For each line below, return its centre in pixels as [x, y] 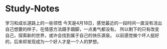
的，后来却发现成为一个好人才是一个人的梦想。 [53, 41]
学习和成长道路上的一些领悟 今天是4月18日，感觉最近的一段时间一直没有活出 [84, 23]
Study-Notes [32, 9]
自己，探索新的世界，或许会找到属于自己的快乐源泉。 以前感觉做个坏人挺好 [82, 35]
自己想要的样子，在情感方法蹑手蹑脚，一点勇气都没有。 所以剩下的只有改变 [82, 29]
